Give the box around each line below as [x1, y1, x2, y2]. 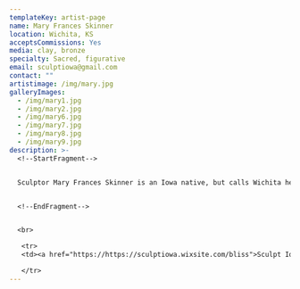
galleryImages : [9, 87, 66, 96]
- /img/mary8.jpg [17, 129, 82, 138]
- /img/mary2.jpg [17, 104, 82, 113]
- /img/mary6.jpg [17, 112, 82, 121]
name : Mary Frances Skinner [9, 21, 114, 30]
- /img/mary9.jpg [17, 137, 82, 146]
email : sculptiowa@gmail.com [9, 63, 118, 72]
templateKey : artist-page [9, 12, 105, 22]
